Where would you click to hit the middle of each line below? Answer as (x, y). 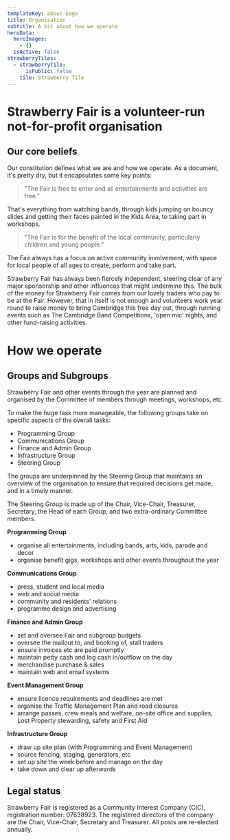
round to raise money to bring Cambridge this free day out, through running (114, 308)
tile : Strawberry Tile (52, 77)
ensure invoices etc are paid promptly (71, 650)
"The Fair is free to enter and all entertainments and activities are (116, 189)
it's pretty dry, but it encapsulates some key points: (80, 176)
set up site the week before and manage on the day (90, 762)
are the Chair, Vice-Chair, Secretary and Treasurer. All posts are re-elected (113, 822)
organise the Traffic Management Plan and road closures (97, 706)
